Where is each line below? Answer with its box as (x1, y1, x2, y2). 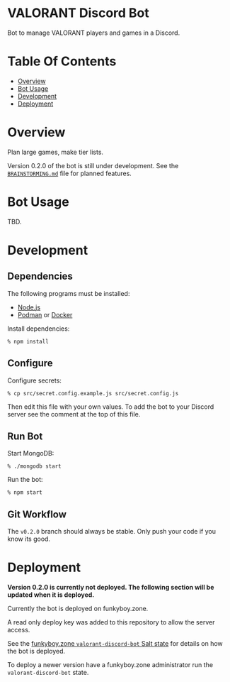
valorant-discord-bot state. (7, 669, 89, 677)
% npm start (7, 489, 42, 496)
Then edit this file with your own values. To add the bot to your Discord (7, 402, 214, 411)
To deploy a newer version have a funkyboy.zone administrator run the (7, 661, 214, 669)
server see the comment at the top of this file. (7, 409, 141, 418)
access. (7, 626, 30, 634)
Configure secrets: (7, 376, 62, 385)
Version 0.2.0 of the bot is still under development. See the (7, 161, 179, 170)
